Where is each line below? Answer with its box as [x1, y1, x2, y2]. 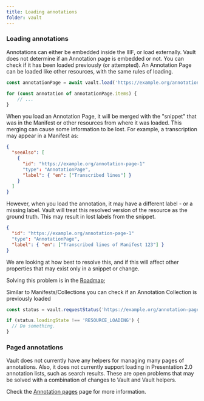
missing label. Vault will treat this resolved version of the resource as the [6, 207, 188, 214]
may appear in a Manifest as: [6, 132, 79, 140]
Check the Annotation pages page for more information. [6, 388, 147, 396]
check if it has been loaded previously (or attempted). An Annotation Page [6, 61, 192, 69]
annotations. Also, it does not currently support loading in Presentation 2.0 [6, 363, 193, 371]
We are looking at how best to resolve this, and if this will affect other [6, 258, 179, 266]
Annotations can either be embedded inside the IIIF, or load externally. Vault [6, 48, 196, 55]
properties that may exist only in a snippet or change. [6, 265, 140, 272]
